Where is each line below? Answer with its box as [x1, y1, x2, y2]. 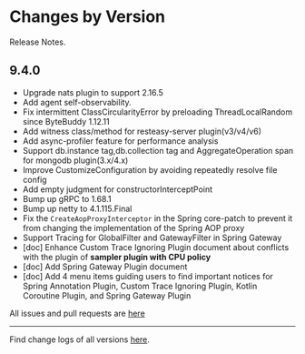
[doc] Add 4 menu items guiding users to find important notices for [22, 270, 274, 281]
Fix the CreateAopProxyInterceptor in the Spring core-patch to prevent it [22, 212, 293, 224]
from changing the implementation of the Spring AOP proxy [22, 222, 245, 233]
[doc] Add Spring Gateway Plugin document [22, 261, 188, 272]
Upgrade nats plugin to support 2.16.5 [22, 86, 163, 97]
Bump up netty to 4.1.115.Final [22, 203, 133, 214]
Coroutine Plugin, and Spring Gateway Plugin [22, 289, 192, 301]
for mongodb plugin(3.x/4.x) [22, 155, 129, 166]
